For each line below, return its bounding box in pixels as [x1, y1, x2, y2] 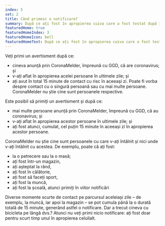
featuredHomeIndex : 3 [5, 30, 50, 35]
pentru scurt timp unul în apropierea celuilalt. [5, 215, 96, 221]
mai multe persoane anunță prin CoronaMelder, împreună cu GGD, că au [12, 108, 159, 113]
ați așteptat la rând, [12, 163, 52, 169]
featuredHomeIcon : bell [5, 35, 54, 40]
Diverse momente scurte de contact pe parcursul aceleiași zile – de [5, 194, 141, 200]
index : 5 [5, 7, 23, 12]
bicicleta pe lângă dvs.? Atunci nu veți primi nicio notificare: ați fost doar [5, 210, 151, 216]
